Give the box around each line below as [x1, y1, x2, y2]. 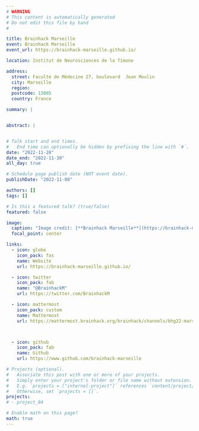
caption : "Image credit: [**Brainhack [11, 225, 108, 231]
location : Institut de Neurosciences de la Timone [6, 58, 134, 63]
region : [11, 85, 31, 91]
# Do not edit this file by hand [6, 20, 89, 25]
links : [6, 241, 23, 248]
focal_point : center [11, 231, 62, 237]
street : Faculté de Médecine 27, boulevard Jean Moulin [11, 74, 155, 80]
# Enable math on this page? [6, 410, 78, 416]
